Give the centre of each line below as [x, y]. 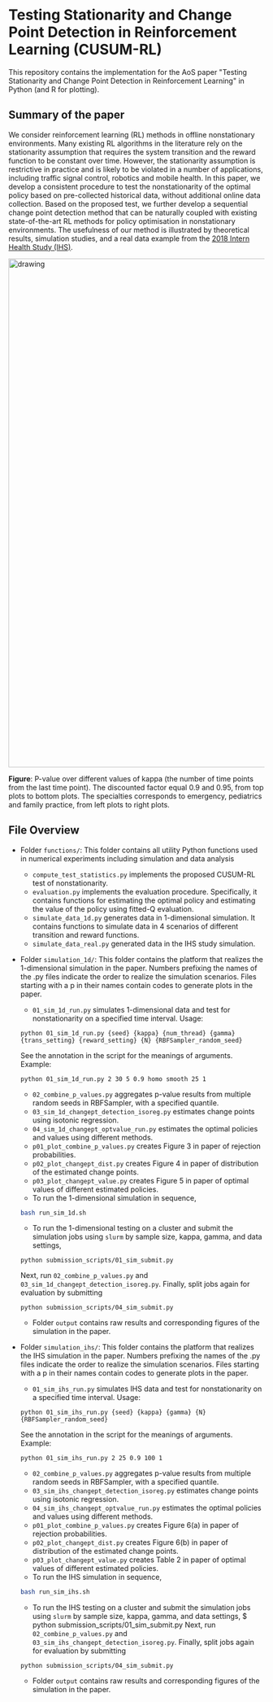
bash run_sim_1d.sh [53, 1213]
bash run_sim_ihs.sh [55, 1592]
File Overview [44, 831]
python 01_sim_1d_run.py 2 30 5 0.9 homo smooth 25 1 [113, 1079]
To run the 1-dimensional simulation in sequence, [114, 1197]
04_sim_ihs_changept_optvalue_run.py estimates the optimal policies [147, 1508]
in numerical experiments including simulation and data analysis [127, 858]
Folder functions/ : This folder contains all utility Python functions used [139, 850]
